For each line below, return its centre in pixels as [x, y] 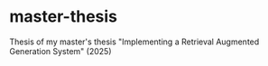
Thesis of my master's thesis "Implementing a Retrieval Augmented [134, 42]
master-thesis [64, 17]
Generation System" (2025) [60, 51]
